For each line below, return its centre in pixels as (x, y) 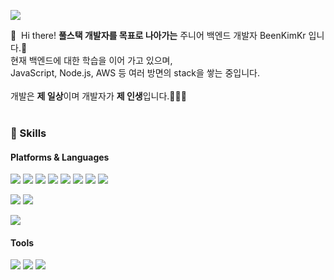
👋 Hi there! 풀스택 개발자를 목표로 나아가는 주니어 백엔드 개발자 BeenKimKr (158, 35)
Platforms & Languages (60, 157)
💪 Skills (28, 133)
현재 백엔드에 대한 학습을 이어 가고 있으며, (91, 60)
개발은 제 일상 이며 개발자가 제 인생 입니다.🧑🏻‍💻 (98, 96)
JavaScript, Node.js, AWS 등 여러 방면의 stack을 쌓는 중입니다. (135, 73)
